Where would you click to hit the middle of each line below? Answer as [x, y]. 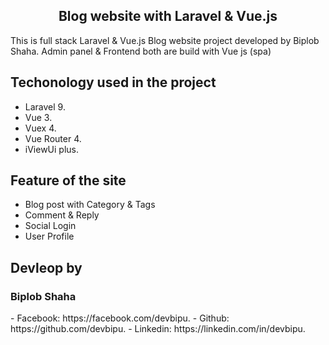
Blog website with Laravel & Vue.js [168, 16]
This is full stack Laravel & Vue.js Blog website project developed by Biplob [165, 40]
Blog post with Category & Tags [90, 205]
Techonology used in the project [113, 82]
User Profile [49, 236]
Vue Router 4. [53, 138]
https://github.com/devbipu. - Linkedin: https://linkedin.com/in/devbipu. [158, 329]
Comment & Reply [62, 215]
